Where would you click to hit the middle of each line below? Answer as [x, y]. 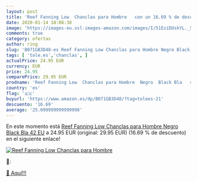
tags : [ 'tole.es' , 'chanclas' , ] [47, 55]
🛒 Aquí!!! [16, 173]
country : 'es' [23, 88]
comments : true [25, 33]
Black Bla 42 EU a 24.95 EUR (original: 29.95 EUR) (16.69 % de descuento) [96, 133]
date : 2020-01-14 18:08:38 [39, 22]
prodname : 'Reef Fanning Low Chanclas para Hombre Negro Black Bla [94, 83]
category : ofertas [28, 39]
